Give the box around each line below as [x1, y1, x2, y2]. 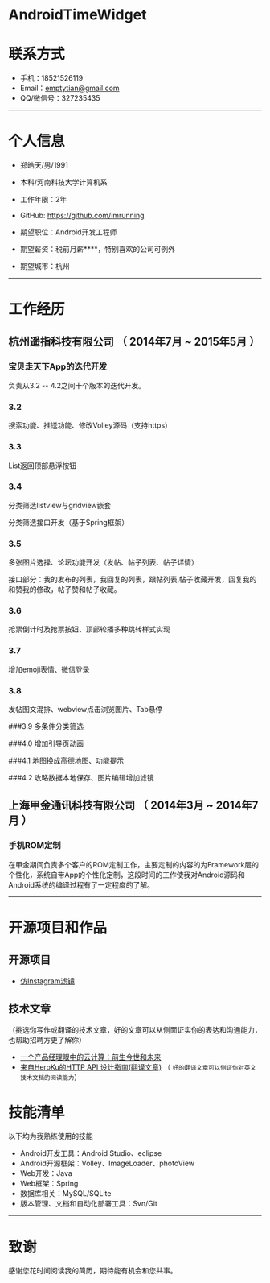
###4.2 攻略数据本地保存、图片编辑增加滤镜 [8, 773, 154, 783]
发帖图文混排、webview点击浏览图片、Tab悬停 [8, 705, 163, 714]
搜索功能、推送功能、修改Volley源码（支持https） [8, 420, 173, 430]
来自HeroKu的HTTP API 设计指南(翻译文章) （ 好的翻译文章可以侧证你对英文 [19, 1062, 257, 1072]
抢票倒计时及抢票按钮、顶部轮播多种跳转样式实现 [8, 624, 170, 634]
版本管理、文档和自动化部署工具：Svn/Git [19, 1198, 158, 1209]
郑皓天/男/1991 [19, 160, 68, 170]
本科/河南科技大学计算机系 [19, 177, 108, 187]
